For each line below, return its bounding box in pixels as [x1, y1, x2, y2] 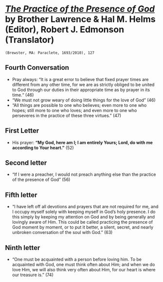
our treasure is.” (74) [12, 272, 54, 278]
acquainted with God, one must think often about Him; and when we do [12, 262, 155, 267]
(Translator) [5, 34, 54, 46]
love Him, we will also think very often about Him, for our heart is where [12, 267, 156, 272]
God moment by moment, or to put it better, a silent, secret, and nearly [12, 224, 154, 230]
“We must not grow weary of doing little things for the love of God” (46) [12, 97, 156, 103]
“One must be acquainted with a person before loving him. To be [12, 256, 142, 262]
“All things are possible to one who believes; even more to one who [12, 102, 147, 108]
